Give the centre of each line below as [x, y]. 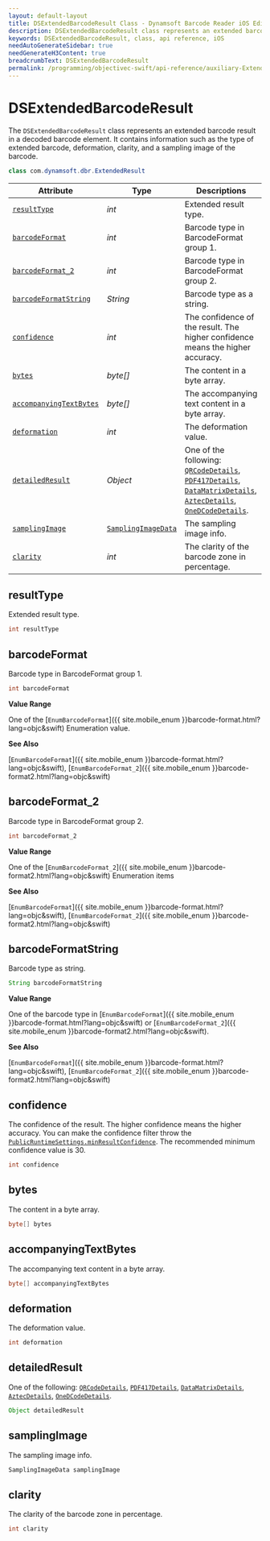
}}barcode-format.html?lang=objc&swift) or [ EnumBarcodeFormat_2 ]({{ [122, 1023]
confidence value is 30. [47, 1150]
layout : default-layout [48, 16]
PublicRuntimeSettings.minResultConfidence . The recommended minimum [132, 1141]
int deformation [35, 1343]
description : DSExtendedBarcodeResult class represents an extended [125, 31]
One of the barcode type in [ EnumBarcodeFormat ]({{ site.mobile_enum [121, 1014]
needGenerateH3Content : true [57, 53]
